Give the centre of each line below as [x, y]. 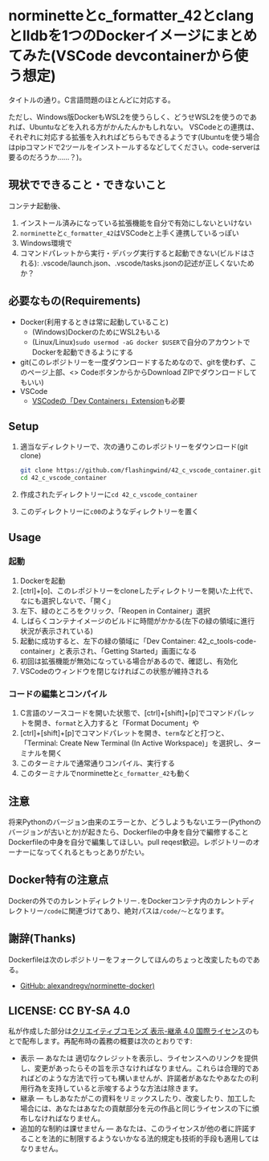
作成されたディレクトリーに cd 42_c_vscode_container [109, 494]
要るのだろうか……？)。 [47, 157]
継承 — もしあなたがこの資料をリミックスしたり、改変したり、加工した [138, 1098]
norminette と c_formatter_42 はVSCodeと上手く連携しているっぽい [129, 232]
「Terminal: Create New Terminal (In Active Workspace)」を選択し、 [133, 743]
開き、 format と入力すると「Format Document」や [117, 723]
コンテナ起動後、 [37, 206]
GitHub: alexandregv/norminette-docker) [87, 986]
